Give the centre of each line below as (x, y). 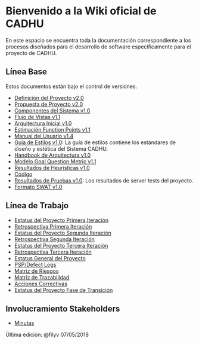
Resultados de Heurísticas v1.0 (52, 168)
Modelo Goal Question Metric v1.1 (55, 161)
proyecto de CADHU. (31, 53)
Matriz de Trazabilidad (42, 277)
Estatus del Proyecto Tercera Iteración (61, 245)
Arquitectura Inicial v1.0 (43, 123)
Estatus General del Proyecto (50, 258)
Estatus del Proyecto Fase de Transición (63, 290)
